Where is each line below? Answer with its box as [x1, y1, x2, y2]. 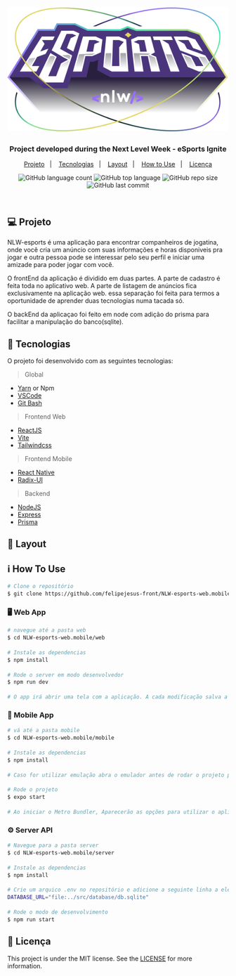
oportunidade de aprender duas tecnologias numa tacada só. [7, 297, 185, 305]
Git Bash [17, 399, 42, 408]
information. [7, 961, 43, 970]
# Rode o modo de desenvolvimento [7, 909, 109, 916]
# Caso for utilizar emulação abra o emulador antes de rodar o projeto [7, 772, 225, 779]
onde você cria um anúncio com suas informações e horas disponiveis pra [7, 246, 223, 254]
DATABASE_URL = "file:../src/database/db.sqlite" [7, 894, 150, 901]
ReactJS [17, 426, 42, 435]
